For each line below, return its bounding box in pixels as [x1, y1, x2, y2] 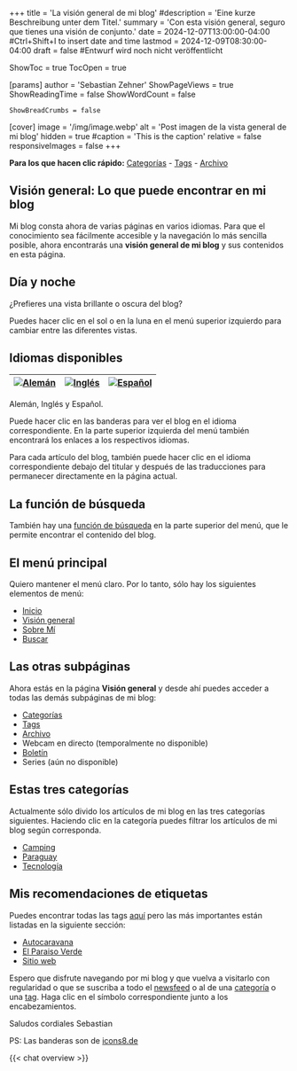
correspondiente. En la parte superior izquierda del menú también [9, 426, 250, 436]
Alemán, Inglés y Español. [9, 399, 104, 410]
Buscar [21, 634, 49, 645]
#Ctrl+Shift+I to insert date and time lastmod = [9, 35, 180, 46]
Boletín [21, 747, 49, 757]
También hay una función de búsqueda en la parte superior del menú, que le [9, 520, 289, 531]
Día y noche [9, 275, 76, 290]
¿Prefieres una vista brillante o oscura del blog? [9, 298, 184, 309]
